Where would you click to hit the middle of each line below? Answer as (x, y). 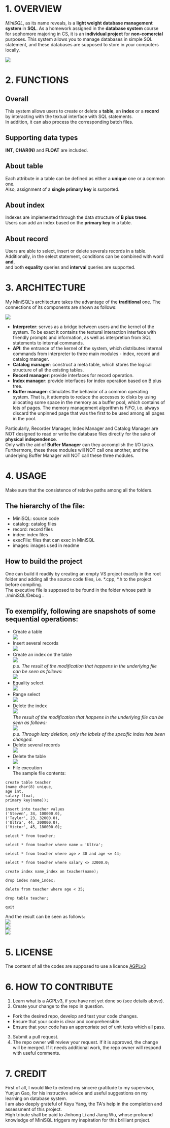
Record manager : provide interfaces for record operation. (73, 375)
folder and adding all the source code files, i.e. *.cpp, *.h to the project (78, 579)
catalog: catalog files (35, 524)
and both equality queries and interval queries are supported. (70, 267)
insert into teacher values (35, 809)
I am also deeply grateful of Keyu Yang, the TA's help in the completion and (84, 1104)
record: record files (33, 529)
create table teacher (28, 782)
